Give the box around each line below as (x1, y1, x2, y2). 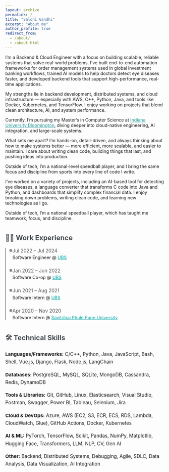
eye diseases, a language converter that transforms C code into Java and (5, 184, 158, 190)
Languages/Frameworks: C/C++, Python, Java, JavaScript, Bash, (5, 351, 154, 357)
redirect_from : (5, 31, 37, 36)
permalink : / (5, 12, 33, 17)
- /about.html (10, 40, 39, 46)
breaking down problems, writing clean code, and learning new (5, 194, 137, 200)
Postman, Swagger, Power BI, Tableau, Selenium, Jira (5, 399, 126, 406)
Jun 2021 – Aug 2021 (12, 287, 60, 294)
